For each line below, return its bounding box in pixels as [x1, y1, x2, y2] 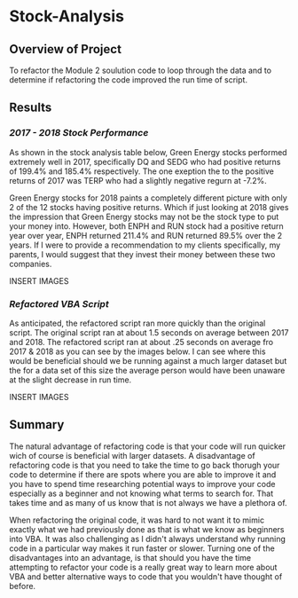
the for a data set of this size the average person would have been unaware [9, 365, 286, 375]
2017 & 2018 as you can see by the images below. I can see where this [9, 346, 266, 357]
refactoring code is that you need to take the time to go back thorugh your [9, 460, 280, 470]
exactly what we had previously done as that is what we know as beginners [9, 523, 286, 534]
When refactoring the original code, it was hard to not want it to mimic [9, 515, 264, 525]
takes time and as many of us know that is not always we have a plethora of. [9, 497, 287, 508]
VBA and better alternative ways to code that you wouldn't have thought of [9, 570, 283, 582]
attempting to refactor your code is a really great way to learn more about [9, 562, 278, 572]
